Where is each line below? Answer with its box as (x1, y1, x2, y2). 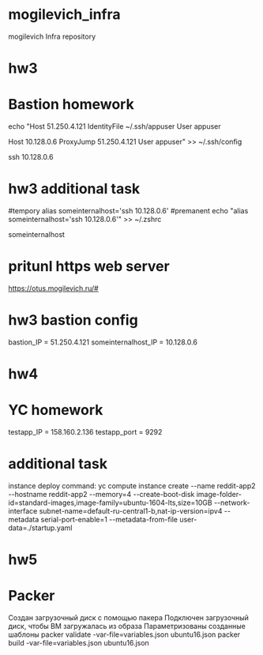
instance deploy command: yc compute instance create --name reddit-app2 (8, 480, 256, 491)
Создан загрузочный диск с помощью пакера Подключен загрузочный (8, 613, 249, 623)
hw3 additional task (8, 180, 141, 198)
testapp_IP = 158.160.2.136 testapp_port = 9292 (8, 427, 163, 436)
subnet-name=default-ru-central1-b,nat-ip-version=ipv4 (39, 506, 223, 515)
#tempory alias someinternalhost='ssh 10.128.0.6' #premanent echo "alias (8, 206, 249, 215)
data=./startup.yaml (8, 523, 73, 533)
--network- (213, 498, 250, 507)
